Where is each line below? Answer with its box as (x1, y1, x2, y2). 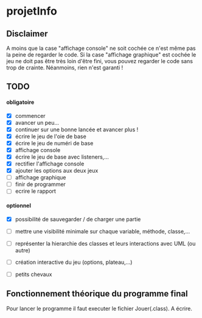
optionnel (6, 202, 32, 209)
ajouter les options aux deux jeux (15, 167, 99, 175)
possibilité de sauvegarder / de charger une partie (15, 215, 141, 223)
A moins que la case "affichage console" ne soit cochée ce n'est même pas (6, 44, 196, 52)
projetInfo (6, 4, 58, 18)
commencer (15, 112, 46, 119)
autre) (15, 246, 30, 254)
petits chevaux (15, 271, 53, 278)
